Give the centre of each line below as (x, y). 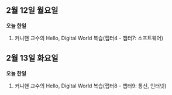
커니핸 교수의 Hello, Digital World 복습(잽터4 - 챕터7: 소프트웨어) (89, 38)
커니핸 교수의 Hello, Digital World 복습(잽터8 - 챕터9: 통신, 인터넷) (90, 86)
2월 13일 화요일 (32, 58)
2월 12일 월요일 (32, 10)
